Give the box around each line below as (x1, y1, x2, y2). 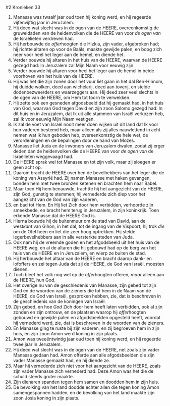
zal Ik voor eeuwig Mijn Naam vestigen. (13, 116, 95, 122)
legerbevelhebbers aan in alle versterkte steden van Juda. (13, 234, 134, 240)
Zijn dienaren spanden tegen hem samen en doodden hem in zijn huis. (13, 379, 159, 385)
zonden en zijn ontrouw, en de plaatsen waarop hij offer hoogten (13, 309, 146, 315)
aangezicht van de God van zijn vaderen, (13, 196, 98, 202)
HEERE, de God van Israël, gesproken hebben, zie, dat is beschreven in (13, 293, 161, 299)
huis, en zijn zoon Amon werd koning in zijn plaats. (13, 331, 119, 336)
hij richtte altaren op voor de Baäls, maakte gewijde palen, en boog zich (13, 46, 162, 52)
